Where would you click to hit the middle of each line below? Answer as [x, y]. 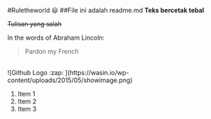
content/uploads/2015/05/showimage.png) [70, 80]
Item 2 [27, 101]
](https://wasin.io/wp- [97, 73]
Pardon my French [52, 51]
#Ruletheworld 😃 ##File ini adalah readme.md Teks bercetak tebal [106, 10]
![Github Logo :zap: [36, 73]
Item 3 [27, 109]
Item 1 [26, 94]
